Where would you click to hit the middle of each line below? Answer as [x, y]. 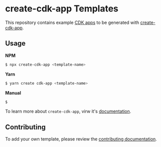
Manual [13, 93]
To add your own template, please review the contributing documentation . [81, 139]
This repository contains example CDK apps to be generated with [72, 22]
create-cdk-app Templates [62, 9]
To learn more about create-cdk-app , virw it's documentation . [68, 111]
